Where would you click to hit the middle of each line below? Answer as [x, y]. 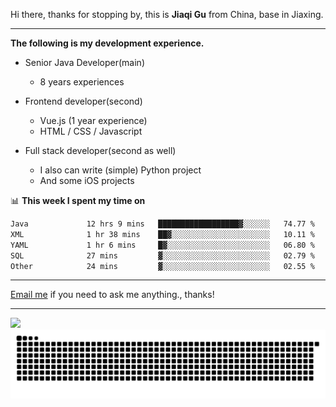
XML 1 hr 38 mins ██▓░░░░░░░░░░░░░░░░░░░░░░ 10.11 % [162, 234]
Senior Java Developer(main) [84, 62]
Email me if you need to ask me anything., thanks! [112, 295]
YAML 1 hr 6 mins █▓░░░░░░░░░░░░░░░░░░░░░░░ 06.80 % [162, 245]
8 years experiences [82, 82]
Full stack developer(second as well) [100, 150]
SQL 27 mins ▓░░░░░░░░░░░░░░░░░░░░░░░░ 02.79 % [162, 255]
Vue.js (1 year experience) [93, 120]
